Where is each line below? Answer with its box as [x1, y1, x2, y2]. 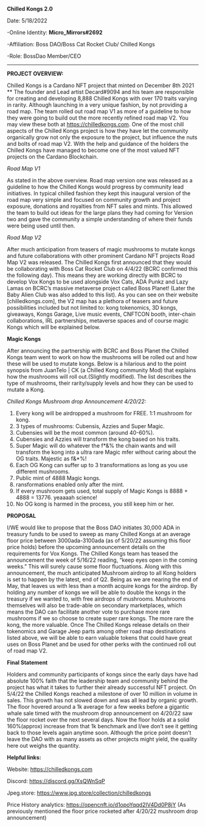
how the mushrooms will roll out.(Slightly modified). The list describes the [7, 373, 192, 380]
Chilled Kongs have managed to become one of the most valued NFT [7, 146, 180, 154]
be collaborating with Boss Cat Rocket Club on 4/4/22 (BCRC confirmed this [7, 265, 198, 272]
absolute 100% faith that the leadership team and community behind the [7, 677, 188, 684]
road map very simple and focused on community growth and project [7, 196, 181, 203]
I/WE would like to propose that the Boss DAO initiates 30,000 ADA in [7, 524, 180, 531]
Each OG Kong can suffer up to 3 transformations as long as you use [15, 462, 188, 468]
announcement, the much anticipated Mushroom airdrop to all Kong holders [7, 570, 196, 576]
